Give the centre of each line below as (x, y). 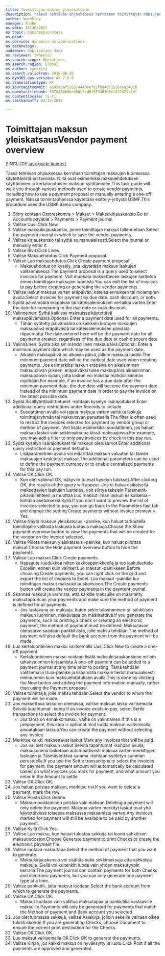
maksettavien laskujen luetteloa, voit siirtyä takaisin (72, 490)
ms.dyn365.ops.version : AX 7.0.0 (40, 78)
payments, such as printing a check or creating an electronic (81, 620)
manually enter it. (30, 245)
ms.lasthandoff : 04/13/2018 (34, 101)
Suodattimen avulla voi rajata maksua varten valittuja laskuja (81, 412)
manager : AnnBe (21, 23)
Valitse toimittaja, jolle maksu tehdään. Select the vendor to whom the (82, 693)
